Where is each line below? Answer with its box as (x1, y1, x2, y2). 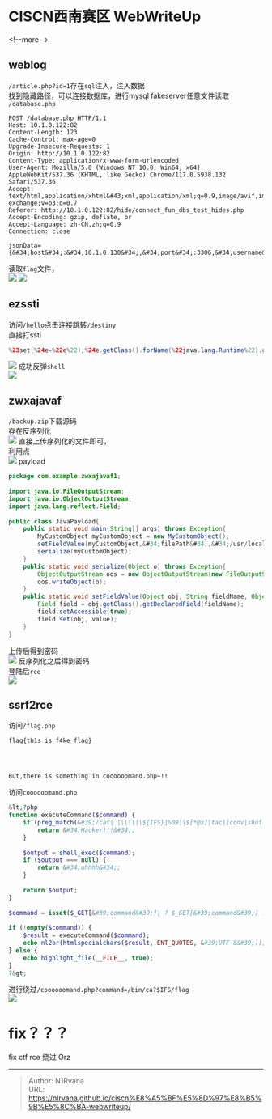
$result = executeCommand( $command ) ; (23, 931, 151, 939)
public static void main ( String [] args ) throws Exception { (23, 525, 227, 533)
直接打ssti (8, 329, 42, 340)
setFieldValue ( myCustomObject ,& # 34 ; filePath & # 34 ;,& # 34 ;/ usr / (37, 540, 249, 549)
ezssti (8, 297, 40, 312)
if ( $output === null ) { (23, 856, 107, 864)
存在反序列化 (8, 426, 51, 436)
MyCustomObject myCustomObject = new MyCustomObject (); (37, 532, 230, 540)
